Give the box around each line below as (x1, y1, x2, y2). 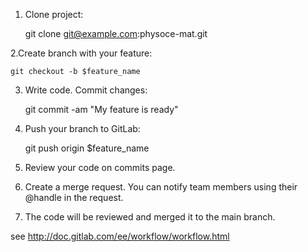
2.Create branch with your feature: (10, 47, 153, 59)
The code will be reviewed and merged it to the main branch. (24, 211, 276, 223)
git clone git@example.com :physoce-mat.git (24, 28, 208, 39)
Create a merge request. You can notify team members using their (24, 181, 298, 193)
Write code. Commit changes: (24, 84, 148, 96)
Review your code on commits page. (24, 162, 176, 173)
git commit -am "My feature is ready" (24, 104, 179, 115)
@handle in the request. (24, 192, 124, 203)
